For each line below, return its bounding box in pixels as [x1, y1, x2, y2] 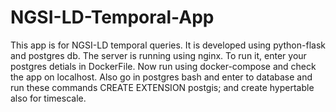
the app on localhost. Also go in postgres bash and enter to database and [10, 71, 313, 83]
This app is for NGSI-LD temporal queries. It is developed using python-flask [10, 39, 326, 51]
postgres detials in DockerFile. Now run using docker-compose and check [10, 60, 317, 72]
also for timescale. [10, 92, 87, 104]
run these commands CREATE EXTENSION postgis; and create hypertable [10, 81, 315, 93]
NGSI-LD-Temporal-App [10, 6, 215, 29]
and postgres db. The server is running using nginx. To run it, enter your [10, 49, 307, 61]
